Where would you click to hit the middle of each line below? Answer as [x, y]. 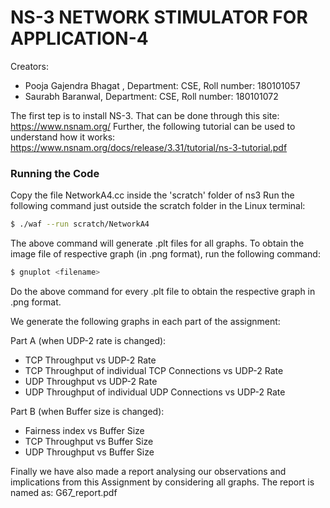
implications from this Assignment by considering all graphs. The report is [162, 482]
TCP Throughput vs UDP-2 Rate [90, 360]
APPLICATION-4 [79, 38]
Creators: [29, 66]
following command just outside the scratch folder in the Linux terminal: [158, 206]
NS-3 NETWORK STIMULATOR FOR [159, 17]
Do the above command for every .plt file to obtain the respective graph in [163, 291]
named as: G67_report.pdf [64, 492]
